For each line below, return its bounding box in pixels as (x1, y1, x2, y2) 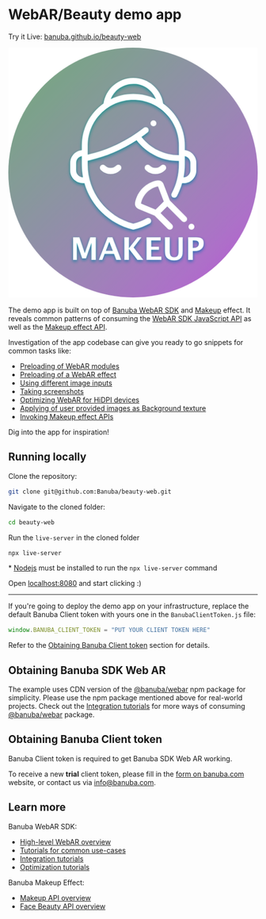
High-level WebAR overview (19, 837, 112, 846)
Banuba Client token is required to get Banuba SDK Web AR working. (8, 753, 233, 763)
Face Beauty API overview (19, 902, 106, 911)
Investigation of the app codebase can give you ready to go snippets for (8, 337, 244, 347)
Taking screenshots (19, 386, 85, 396)
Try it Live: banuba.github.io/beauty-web (8, 32, 142, 41)
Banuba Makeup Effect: (8, 878, 85, 887)
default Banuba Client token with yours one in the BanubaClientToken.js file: (8, 610, 256, 619)
